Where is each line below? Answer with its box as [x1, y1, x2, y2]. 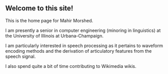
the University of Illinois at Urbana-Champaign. [5, 32, 104, 39]
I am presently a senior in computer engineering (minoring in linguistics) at [5, 27, 161, 33]
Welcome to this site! [5, 4, 74, 13]
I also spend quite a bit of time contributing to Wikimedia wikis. [5, 63, 137, 69]
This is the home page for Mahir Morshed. [5, 17, 93, 23]
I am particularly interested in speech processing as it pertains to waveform [5, 43, 163, 49]
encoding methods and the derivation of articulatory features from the [5, 48, 152, 54]
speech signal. [5, 53, 36, 59]
